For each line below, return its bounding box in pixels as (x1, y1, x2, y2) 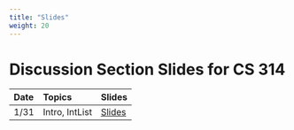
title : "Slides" (9, 12, 69, 22)
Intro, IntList (43, 106, 93, 119)
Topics (43, 91, 73, 103)
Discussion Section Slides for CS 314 (9, 59, 286, 80)
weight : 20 (9, 21, 50, 30)
